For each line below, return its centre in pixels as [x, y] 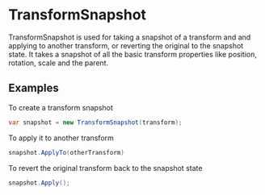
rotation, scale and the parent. [59, 63]
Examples [34, 88]
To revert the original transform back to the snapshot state [105, 168]
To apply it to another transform [61, 138]
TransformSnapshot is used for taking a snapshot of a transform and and [130, 37]
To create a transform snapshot [61, 107]
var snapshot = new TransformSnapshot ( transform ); [95, 122]
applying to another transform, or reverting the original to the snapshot [126, 45]
